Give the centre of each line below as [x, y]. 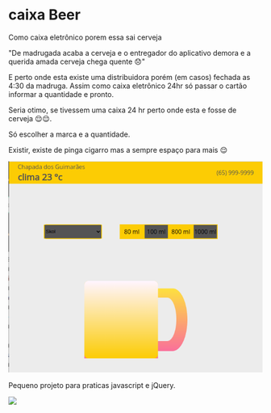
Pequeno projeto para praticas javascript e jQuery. [92, 386]
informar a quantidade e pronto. [61, 94]
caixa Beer [44, 15]
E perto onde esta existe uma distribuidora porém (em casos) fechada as [129, 77]
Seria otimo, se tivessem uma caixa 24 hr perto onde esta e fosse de [123, 110]
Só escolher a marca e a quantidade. [69, 134]
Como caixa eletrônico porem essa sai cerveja [85, 37]
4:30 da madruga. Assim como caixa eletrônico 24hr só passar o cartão [128, 86]
